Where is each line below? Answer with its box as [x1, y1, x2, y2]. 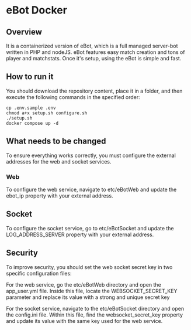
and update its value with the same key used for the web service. [6, 317, 163, 324]
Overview [6, 27, 43, 37]
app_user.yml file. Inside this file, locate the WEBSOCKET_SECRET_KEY [6, 287, 178, 294]
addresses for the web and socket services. [6, 158, 112, 165]
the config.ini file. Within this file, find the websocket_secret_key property [6, 311, 183, 318]
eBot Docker [6, 4, 67, 17]
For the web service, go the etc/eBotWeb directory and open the [6, 281, 162, 288]
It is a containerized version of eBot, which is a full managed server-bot [6, 42, 178, 49]
